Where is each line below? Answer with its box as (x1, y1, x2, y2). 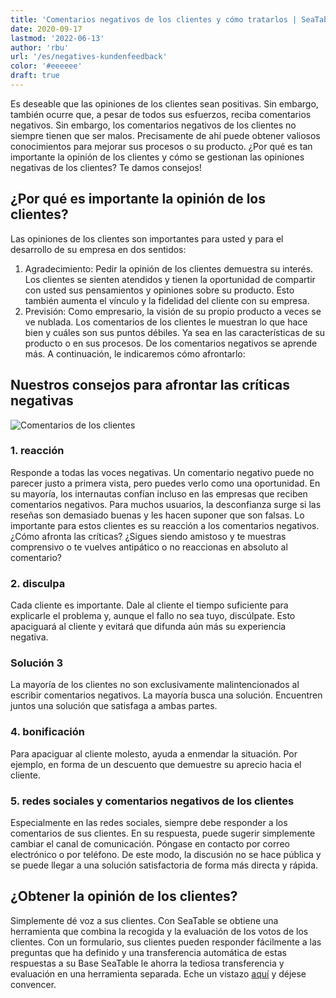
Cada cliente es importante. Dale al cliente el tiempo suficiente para (10, 599, 289, 611)
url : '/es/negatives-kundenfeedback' (10, 52, 168, 62)
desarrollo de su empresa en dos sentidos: (10, 243, 187, 255)
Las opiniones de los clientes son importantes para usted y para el (10, 232, 284, 245)
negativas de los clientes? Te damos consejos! (10, 161, 202, 173)
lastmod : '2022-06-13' (10, 33, 105, 43)
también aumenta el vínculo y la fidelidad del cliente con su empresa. (24, 294, 310, 306)
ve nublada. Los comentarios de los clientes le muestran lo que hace (24, 316, 308, 328)
